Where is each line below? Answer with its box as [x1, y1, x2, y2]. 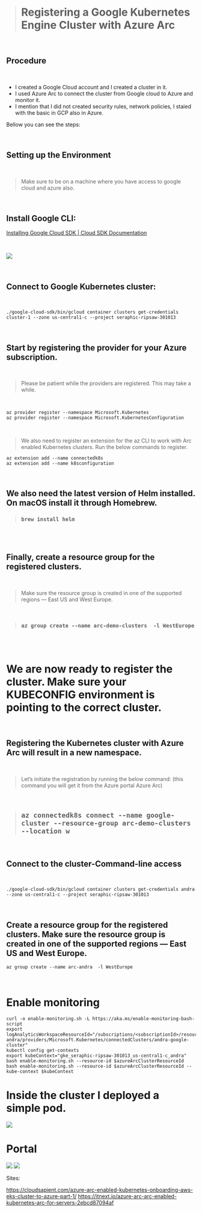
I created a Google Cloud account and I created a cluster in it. [14, 83, 167, 91]
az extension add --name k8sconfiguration [6, 461, 114, 467]
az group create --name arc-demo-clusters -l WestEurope [20, 622, 195, 630]
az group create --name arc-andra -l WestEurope [6, 964, 133, 970]
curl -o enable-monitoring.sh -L [6, 1015, 90, 1022]
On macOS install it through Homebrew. [6, 498, 158, 508]
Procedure [6, 56, 47, 66]
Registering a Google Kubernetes [20, 5, 191, 19]
